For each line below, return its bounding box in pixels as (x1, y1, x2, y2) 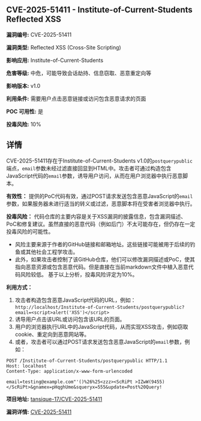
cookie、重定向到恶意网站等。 (14, 331, 90, 338)
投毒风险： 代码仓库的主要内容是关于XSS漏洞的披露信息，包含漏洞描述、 (6, 213, 187, 220)
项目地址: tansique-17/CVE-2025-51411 (6, 395, 103, 402)
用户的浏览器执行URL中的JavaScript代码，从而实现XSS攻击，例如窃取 (14, 323, 188, 330)
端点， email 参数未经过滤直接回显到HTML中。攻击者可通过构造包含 (6, 164, 172, 172)
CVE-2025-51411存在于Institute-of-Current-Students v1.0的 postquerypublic (6, 157, 193, 164)
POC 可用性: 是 (6, 108, 44, 115)
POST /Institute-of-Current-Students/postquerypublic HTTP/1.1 (6, 358, 168, 364)
